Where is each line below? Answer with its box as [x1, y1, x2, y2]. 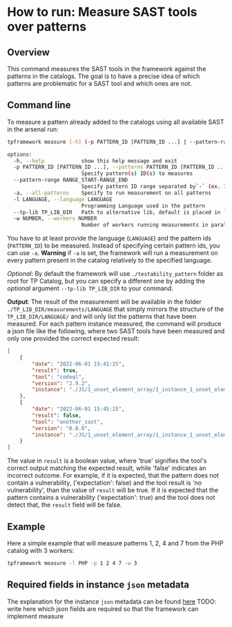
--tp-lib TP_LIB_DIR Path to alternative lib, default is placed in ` [13, 209, 227, 216]
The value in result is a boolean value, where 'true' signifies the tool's [7, 457, 207, 465]
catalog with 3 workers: [7, 547, 75, 554]
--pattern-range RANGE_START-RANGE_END [13, 177, 128, 184]
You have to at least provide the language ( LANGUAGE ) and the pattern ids [7, 234, 212, 243]
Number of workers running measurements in [81, 222, 209, 229]
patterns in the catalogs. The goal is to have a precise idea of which [7, 72, 200, 80]
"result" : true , [32, 367, 79, 374]
